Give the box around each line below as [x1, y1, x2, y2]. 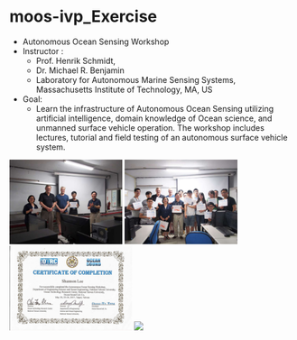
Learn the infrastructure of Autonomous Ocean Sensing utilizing [35, 103, 274, 114]
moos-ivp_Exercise [9, 6, 158, 27]
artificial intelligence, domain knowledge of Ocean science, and [35, 113, 273, 124]
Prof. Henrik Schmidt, [35, 55, 116, 66]
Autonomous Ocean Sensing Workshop [22, 36, 170, 47]
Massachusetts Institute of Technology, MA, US [35, 84, 213, 95]
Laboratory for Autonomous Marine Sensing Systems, [35, 74, 237, 85]
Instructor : [22, 45, 64, 56]
